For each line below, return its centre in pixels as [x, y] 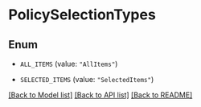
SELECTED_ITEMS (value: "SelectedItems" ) [87, 79]
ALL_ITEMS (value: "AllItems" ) [69, 64]
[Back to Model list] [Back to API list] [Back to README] [100, 95]
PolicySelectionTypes [82, 15]
